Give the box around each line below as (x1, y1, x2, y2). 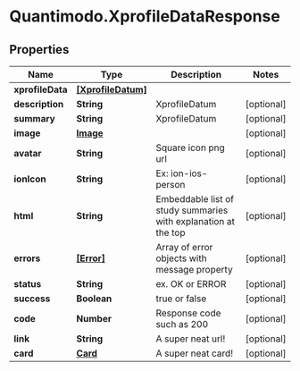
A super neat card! (155, 347, 234, 359)
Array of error (155, 241, 213, 253)
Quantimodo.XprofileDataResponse (9, 6, 281, 27)
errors (13, 252, 41, 265)
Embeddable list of (155, 193, 235, 205)
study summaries (155, 204, 229, 216)
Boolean (76, 292, 112, 305)
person (155, 179, 186, 190)
